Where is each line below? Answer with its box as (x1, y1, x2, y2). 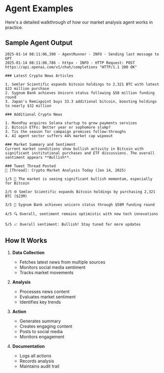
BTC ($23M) (5, 194, 27, 199)
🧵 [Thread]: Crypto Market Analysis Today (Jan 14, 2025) (5, 168, 126, 172)
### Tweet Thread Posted (5, 163, 56, 169)
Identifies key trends (19, 299, 61, 305)
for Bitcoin (5, 180, 29, 186)
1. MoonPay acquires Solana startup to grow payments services (5, 120, 137, 125)
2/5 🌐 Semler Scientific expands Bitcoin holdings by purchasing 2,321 (5, 189, 156, 194)
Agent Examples (5, 3, 74, 14)
